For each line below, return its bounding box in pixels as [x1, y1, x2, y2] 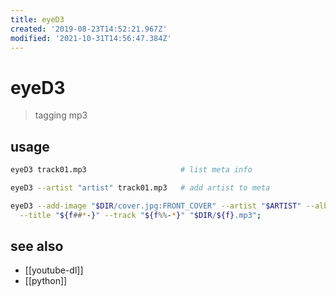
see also [10, 238, 64, 255]
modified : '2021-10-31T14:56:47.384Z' [10, 33, 172, 43]
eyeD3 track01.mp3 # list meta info [10, 165, 253, 175]
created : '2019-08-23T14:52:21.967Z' [10, 24, 168, 34]
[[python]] [24, 275, 68, 287]
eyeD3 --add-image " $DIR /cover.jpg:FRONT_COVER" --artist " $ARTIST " [10, 201, 302, 211]
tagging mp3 [34, 109, 88, 121]
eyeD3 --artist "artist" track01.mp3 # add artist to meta [10, 183, 271, 193]
